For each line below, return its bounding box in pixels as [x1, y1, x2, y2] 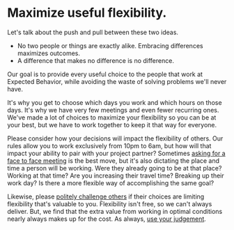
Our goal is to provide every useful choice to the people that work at [7, 70, 203, 78]
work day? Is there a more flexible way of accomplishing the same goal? [7, 178, 214, 187]
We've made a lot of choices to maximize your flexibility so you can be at [7, 113, 217, 122]
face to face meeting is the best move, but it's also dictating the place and [7, 156, 220, 165]
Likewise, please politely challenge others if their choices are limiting [7, 192, 205, 201]
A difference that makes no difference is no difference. [17, 56, 174, 64]
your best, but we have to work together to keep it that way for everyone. [7, 120, 217, 129]
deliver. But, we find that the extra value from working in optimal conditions [7, 207, 223, 215]
